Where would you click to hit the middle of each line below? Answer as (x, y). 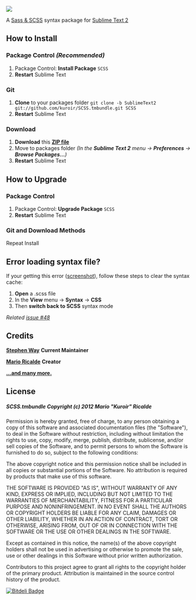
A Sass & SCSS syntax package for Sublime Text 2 (67, 20)
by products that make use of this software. (59, 476)
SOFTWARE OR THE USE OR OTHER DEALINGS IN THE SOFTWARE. (89, 532)
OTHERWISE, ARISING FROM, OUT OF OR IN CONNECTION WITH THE (92, 526)
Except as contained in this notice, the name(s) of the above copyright (91, 543)
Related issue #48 (28, 317)
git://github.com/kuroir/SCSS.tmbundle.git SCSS (75, 108)
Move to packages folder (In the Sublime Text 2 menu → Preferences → (102, 148)
